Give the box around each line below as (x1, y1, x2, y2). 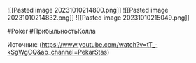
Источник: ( (7, 41, 42, 48)
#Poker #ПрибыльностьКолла (7, 27, 96, 35)
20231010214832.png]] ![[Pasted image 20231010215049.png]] (7, 13, 190, 22)
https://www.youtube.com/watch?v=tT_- (41, 41, 158, 48)
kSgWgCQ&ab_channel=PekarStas (7, 48, 107, 56)
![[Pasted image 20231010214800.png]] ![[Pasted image (7, 6, 169, 14)
